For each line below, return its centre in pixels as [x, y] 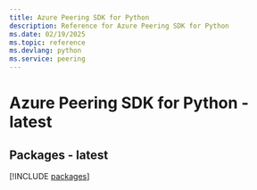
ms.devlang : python [46, 51]
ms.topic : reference [48, 42]
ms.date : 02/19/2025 [48, 34]
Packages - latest [59, 155]
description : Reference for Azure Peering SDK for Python [119, 26]
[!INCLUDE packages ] [50, 176]
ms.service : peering [48, 59]
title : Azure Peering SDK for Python [79, 17]
